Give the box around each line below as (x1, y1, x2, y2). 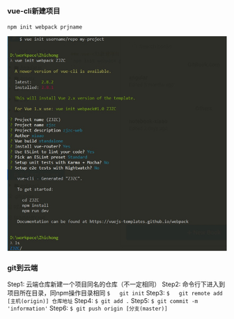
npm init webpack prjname (7, 24, 82, 31)
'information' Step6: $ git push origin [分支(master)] (7, 304, 169, 312)
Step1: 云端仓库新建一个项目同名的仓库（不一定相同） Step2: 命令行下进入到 (7, 280, 225, 288)
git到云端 (7, 263, 38, 272)
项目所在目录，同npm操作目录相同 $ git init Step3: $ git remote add (7, 288, 223, 297)
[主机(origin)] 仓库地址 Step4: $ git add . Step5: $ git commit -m (7, 296, 198, 304)
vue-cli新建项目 (7, 6, 61, 15)
